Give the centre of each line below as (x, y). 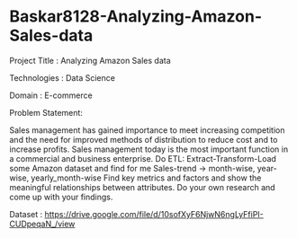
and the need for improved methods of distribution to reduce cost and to (144, 139)
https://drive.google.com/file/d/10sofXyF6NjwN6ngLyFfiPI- (154, 214)
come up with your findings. (61, 197)
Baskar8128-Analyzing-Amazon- (136, 17)
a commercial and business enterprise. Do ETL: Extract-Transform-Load (143, 158)
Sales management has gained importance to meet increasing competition (147, 130)
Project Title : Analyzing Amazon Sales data (90, 60)
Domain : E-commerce (51, 95)
